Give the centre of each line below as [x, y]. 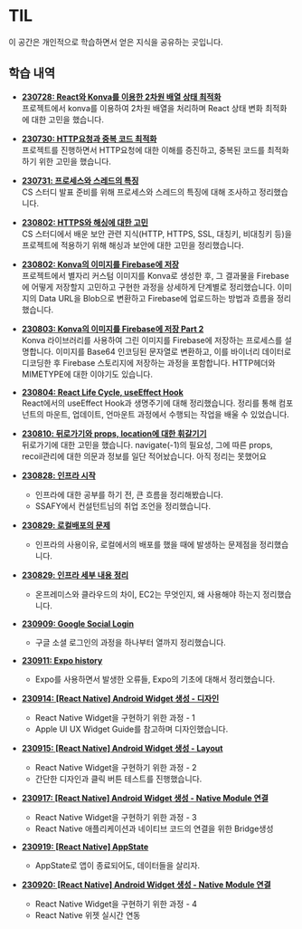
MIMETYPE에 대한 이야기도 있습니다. [87, 374]
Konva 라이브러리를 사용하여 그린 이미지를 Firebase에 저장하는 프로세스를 [152, 340]
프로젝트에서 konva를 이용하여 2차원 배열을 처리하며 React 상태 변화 [142, 108]
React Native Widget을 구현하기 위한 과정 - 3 [116, 817]
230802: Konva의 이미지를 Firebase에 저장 [100, 264]
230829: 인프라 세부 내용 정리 [75, 575]
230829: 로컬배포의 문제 [66, 525]
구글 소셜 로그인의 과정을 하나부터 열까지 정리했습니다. [131, 642]
